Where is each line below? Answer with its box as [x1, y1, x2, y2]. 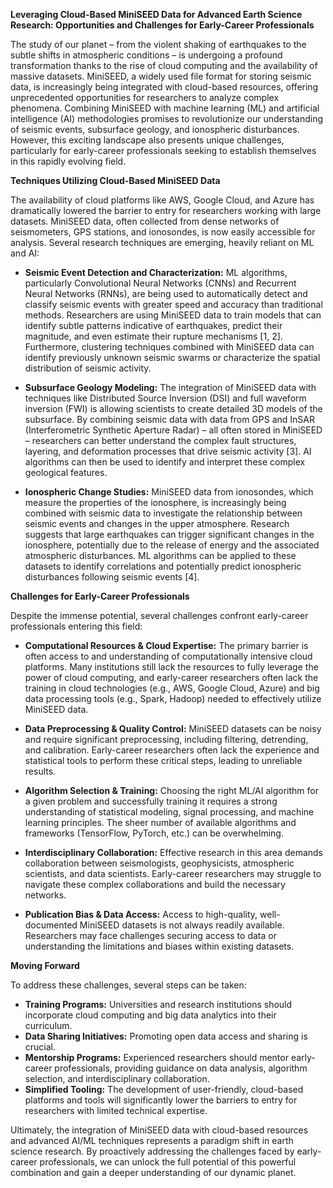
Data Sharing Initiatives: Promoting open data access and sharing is [24, 1030, 308, 1042]
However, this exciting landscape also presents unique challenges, [10, 134, 285, 146]
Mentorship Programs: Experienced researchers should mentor [24, 1052, 289, 1063]
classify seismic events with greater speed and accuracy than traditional [24, 299, 323, 310]
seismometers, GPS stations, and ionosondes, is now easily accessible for [10, 226, 316, 238]
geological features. [24, 467, 108, 478]
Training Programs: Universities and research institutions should [24, 999, 293, 1010]
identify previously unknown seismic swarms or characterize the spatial [24, 352, 321, 363]
